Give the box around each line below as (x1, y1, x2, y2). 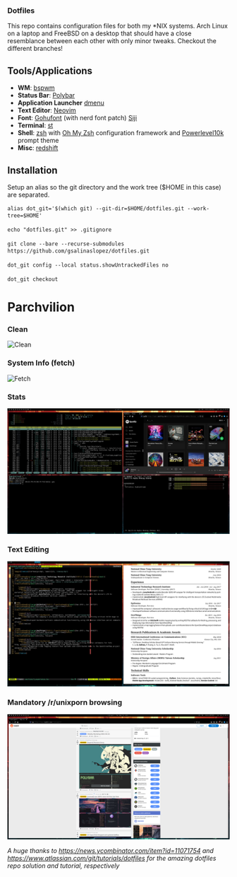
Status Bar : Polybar (17, 91, 75, 100)
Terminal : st (17, 121, 54, 129)
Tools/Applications (7, 64, 93, 76)
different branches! (7, 45, 63, 53)
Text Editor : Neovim (17, 106, 76, 115)
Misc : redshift (17, 144, 59, 152)
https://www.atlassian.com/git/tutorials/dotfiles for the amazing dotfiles (7, 854, 217, 863)
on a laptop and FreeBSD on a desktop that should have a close (7, 29, 192, 37)
